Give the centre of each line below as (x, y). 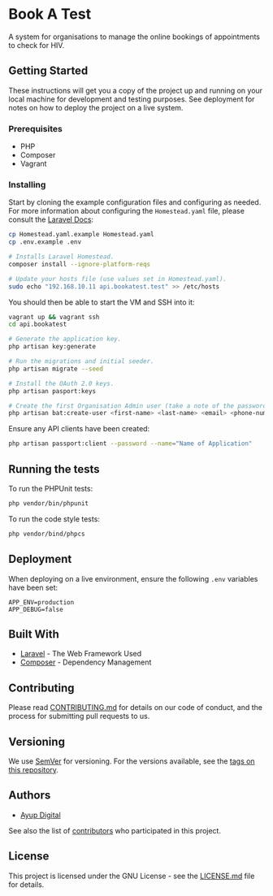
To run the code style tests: (54, 519)
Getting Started (48, 71)
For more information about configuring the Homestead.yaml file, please (127, 211)
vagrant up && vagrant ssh (54, 317)
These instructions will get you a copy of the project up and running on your (135, 90)
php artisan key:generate (52, 347)
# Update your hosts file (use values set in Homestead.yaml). (118, 279)
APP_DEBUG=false (36, 609)
